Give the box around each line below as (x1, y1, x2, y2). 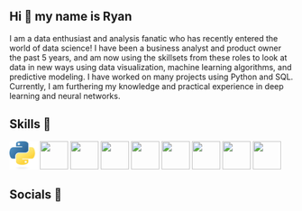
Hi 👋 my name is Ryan (9, 9, 133, 24)
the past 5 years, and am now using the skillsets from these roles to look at (9, 51, 288, 63)
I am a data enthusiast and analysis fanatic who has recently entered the (9, 32, 279, 43)
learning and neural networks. (9, 90, 121, 101)
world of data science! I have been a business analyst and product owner (9, 42, 282, 53)
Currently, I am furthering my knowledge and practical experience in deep (9, 80, 284, 91)
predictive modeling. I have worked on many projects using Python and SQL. (9, 71, 294, 82)
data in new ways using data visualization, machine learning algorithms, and (9, 61, 292, 72)
